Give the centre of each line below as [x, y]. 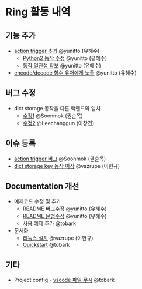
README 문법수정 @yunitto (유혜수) [65, 216]
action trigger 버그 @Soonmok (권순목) [60, 159]
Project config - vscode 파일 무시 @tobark [64, 280]
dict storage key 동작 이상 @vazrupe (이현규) [67, 166]
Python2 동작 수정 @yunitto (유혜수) [65, 58]
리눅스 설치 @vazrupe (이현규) [58, 238]
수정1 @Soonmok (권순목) [53, 116]
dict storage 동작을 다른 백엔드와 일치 [57, 108]
